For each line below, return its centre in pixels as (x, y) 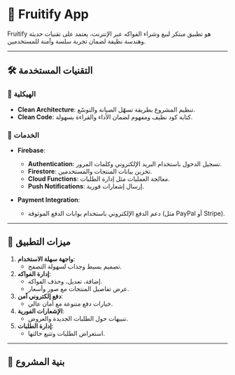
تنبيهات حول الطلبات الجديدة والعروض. (78, 318)
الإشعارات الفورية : (41, 311)
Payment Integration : (49, 200)
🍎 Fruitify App (48, 14)
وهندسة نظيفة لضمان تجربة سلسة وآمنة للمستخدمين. (77, 41)
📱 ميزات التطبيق (39, 242)
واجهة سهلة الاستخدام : (46, 259)
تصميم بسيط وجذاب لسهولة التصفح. (75, 266)
